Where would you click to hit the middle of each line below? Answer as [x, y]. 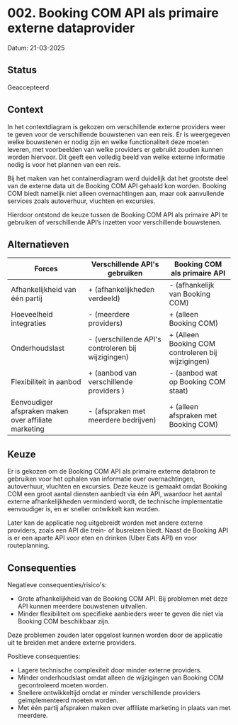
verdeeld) [104, 298]
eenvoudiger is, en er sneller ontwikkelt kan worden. [84, 509]
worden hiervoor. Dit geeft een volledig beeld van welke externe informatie [116, 157]
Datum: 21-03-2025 [36, 48]
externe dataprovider [71, 28]
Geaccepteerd [28, 87]
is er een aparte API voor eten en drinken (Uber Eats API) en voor [102, 538]
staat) [179, 391]
